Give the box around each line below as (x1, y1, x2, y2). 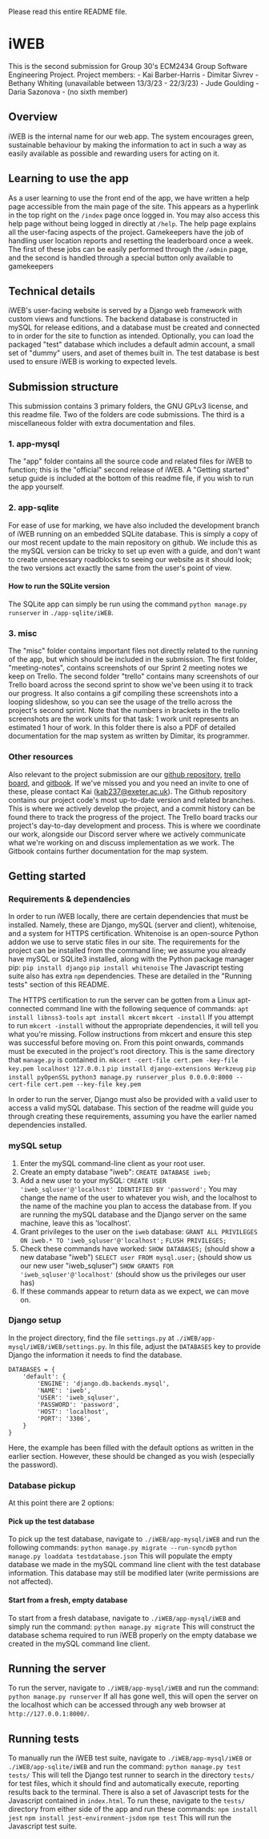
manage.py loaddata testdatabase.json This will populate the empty (8, 1551, 233, 1561)
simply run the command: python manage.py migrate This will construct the (8, 1622, 255, 1631)
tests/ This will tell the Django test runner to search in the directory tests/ (8, 1770, 255, 1780)
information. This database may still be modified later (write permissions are (8, 1568, 259, 1578)
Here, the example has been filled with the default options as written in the (8, 1443, 254, 1452)
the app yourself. (8, 482, 64, 492)
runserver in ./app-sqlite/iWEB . (8, 607, 114, 617)
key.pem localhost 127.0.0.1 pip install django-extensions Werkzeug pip (8, 1065, 256, 1073)
